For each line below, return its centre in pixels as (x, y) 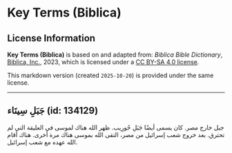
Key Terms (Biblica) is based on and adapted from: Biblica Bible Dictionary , (115, 54)
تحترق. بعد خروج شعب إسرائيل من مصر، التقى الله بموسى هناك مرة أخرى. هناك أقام (116, 134)
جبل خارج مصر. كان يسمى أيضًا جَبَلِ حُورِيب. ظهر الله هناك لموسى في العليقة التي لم (116, 127)
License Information (51, 38)
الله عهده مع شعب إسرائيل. (42, 142)
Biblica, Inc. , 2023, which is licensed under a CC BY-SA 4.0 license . (103, 62)
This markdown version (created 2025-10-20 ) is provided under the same (110, 75)
